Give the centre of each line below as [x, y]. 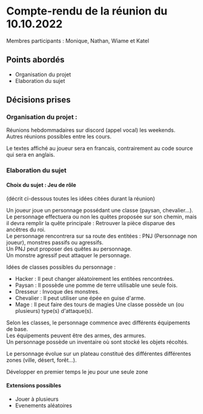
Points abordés [35, 60]
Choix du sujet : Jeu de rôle [41, 185]
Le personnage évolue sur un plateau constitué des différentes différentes [99, 353]
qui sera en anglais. [31, 155]
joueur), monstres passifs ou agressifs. [55, 242]
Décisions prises [38, 100]
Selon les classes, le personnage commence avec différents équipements [98, 323]
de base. [17, 329]
